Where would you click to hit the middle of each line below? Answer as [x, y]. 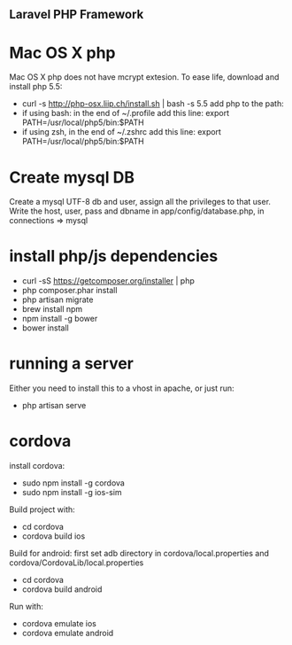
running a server [72, 364]
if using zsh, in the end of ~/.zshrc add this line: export [121, 132]
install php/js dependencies [114, 256]
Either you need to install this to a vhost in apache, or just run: [122, 388]
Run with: [27, 607]
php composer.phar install [69, 291]
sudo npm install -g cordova [73, 483]
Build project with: [42, 509]
